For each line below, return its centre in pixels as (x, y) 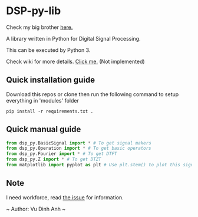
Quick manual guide (44, 129)
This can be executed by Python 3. (48, 50)
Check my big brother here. (39, 27)
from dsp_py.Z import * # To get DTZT (54, 160)
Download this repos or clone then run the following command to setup (93, 94)
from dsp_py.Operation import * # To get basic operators (79, 149)
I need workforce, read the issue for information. (65, 197)
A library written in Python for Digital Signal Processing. (73, 38)
